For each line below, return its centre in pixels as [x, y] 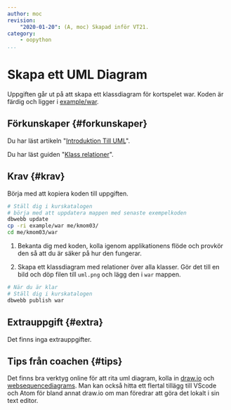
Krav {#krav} [36, 177]
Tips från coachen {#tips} [65, 361]
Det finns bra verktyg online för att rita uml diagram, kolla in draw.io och [111, 378]
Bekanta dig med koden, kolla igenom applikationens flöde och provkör [120, 246]
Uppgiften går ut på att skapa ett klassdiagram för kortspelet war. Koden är [115, 94]
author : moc [25, 14]
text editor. [23, 401]
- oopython [36, 40]
